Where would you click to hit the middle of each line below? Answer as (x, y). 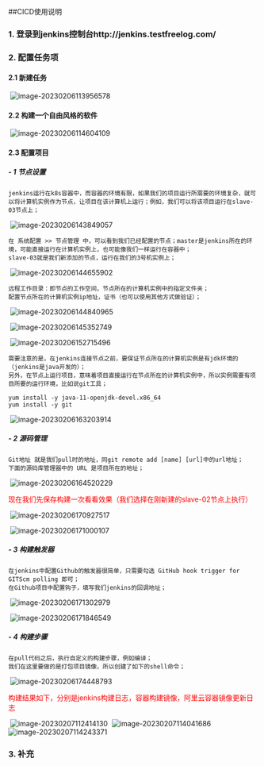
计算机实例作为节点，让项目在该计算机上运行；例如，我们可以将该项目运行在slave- (136, 202)
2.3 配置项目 (29, 152)
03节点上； (24, 210)
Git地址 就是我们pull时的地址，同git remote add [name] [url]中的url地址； (126, 460)
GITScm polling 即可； (44, 579)
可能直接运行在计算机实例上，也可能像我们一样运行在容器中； (105, 249)
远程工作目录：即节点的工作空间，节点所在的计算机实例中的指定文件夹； (109, 288)
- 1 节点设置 (27, 172)
